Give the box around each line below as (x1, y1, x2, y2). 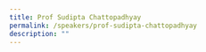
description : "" (9, 29, 70, 38)
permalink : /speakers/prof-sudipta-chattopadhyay (9, 21, 198, 30)
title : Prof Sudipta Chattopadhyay (9, 12, 142, 22)
